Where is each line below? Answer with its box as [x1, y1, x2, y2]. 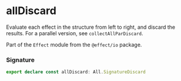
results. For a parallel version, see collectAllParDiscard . [6, 29, 143, 36]
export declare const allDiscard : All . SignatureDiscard [6, 69, 146, 75]
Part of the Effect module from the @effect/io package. [6, 41, 142, 48]
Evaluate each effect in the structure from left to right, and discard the [6, 23, 175, 31]
